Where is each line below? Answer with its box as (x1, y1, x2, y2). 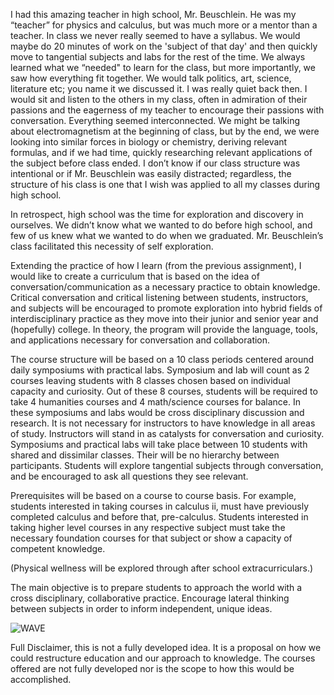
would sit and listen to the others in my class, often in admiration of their (10, 94, 308, 105)
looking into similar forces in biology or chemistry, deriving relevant (10, 136, 288, 148)
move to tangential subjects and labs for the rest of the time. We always (10, 51, 306, 63)
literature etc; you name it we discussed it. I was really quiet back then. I (10, 83, 308, 94)
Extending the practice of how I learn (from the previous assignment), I (10, 260, 302, 271)
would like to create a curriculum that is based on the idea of (10, 270, 260, 282)
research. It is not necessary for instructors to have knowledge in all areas (10, 417, 316, 429)
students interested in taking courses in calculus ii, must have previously (10, 500, 310, 512)
